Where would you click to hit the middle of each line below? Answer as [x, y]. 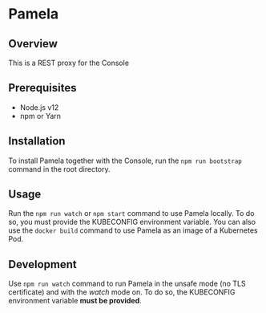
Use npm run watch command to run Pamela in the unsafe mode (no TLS [127, 284]
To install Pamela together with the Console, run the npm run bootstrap [125, 161]
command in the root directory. [59, 169]
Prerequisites [42, 88]
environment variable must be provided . [75, 301]
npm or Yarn [40, 116]
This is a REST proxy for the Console [69, 63]
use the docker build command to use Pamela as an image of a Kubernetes [133, 230]
